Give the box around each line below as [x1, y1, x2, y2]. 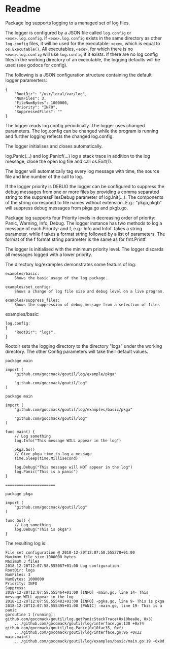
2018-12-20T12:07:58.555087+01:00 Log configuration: [5, 563, 122, 568]
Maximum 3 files [5, 559, 40, 564]
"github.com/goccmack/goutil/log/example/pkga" [14, 371, 117, 377]
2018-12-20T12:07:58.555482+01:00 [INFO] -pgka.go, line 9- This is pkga [5, 599, 165, 604]
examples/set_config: [5, 284, 51, 290]
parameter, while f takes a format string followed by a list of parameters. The [5, 231, 165, 237]
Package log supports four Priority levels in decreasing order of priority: [5, 214, 156, 221]
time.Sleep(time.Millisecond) [14, 456, 79, 461]
